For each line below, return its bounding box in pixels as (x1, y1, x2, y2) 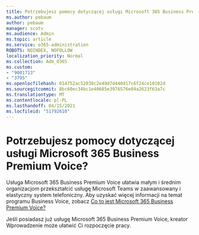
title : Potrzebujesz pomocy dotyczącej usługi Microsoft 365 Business (6, 8, 184, 15)
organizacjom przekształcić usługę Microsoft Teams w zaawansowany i (6, 185, 181, 192)
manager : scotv (6, 25, 44, 32)
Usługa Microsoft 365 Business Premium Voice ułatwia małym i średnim (6, 179, 181, 186)
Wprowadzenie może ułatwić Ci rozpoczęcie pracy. (6, 222, 131, 229)
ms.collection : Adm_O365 (6, 58, 68, 64)
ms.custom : (6, 64, 33, 70)
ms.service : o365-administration (6, 42, 89, 48)
